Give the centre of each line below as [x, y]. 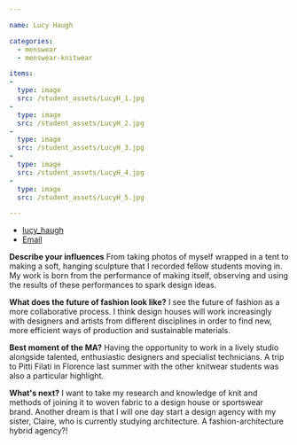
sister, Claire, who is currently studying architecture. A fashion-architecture [147, 421]
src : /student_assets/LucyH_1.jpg [81, 98]
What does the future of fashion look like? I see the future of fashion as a [145, 302]
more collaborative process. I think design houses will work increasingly [141, 312]
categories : [31, 41]
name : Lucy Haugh [41, 25]
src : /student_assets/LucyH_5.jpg [81, 197]
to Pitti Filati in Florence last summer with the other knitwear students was [144, 367]
